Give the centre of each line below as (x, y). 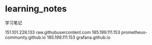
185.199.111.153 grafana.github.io (78, 37)
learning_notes (36, 9)
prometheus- (134, 32)
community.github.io (25, 37)
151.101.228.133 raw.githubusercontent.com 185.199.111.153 (63, 32)
